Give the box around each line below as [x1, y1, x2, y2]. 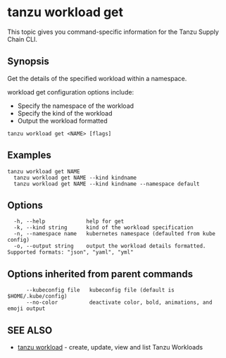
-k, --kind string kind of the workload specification [13, 224, 194, 231]
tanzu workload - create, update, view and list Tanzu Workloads [17, 343, 203, 351]
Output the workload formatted [17, 116, 108, 125]
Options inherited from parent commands [7, 268, 194, 280]
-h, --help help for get [13, 218, 125, 226]
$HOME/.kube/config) [7, 293, 68, 300]
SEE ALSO [7, 324, 53, 336]
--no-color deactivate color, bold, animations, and [25, 299, 213, 307]
